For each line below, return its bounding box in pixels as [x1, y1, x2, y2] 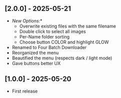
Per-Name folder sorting [19, 33, 70, 39]
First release [11, 88, 38, 94]
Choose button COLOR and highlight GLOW [19, 39, 109, 45]
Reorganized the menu [11, 49, 59, 55]
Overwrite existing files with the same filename [19, 23, 116, 29]
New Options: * [11, 17, 42, 23]
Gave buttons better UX [11, 60, 61, 66]
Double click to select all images [19, 28, 86, 34]
